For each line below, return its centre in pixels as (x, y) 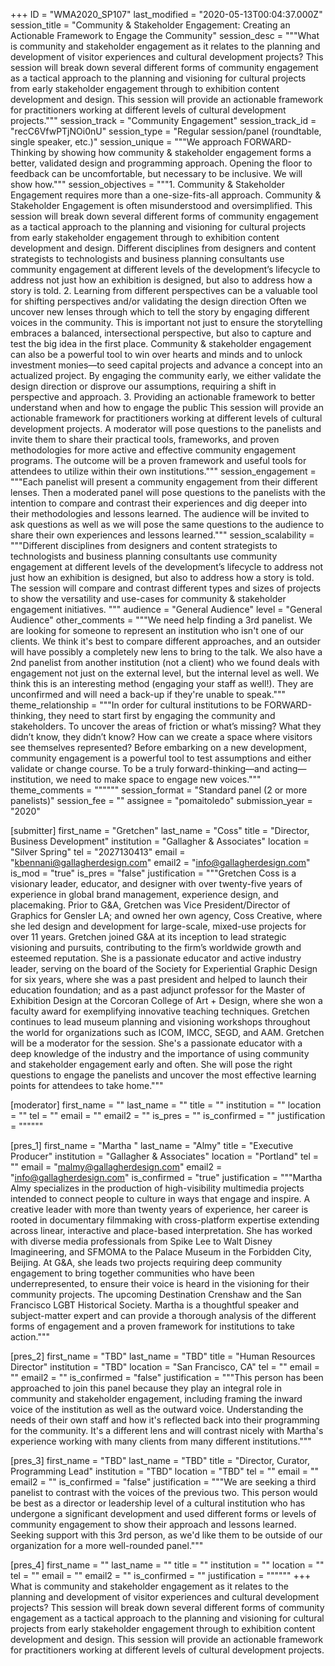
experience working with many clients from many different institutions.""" (161, 1441)
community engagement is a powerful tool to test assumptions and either (161, 758)
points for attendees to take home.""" (87, 1085)
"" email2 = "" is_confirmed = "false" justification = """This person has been (167, 1377)
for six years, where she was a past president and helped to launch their (159, 979)
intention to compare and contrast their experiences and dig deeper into (159, 503)
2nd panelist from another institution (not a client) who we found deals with (165, 662)
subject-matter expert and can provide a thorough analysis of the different (163, 1315)
